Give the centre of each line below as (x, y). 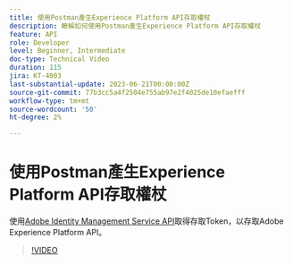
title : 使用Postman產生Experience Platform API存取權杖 (110, 17)
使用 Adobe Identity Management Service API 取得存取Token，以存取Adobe (146, 221)
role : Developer (39, 43)
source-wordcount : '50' (54, 109)
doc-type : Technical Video (59, 59)
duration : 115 (36, 68)
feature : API (33, 34)
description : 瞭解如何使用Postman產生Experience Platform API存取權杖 (135, 26)
